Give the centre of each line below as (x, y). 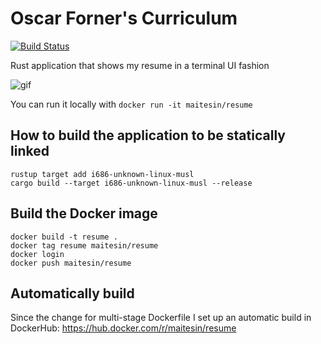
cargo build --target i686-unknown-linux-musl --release (131, 183)
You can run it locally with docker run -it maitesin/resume (131, 104)
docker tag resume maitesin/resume (84, 245)
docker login (37, 254)
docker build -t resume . (64, 237)
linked (30, 151)
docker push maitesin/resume (71, 263)
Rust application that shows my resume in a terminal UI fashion (140, 65)
